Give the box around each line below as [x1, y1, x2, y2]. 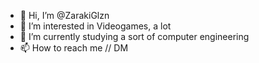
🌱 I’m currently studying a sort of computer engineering [19, 31, 250, 42]
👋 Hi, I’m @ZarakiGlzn [19, 10, 110, 21]
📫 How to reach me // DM [19, 42, 129, 54]
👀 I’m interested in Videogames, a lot [19, 20, 172, 32]
